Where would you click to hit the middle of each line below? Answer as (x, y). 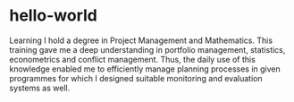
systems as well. (40, 88)
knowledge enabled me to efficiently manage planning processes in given (145, 69)
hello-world (54, 16)
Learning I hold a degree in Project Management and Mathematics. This (141, 40)
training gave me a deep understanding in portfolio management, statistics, (147, 49)
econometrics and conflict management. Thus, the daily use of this (133, 59)
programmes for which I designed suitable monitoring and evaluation (136, 78)
